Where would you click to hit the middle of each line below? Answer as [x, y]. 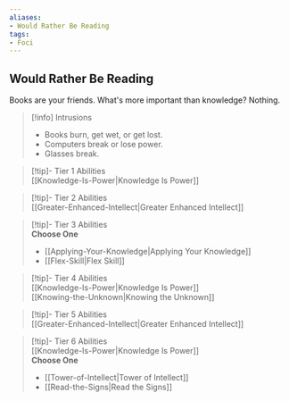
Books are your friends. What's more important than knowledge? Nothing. [145, 100]
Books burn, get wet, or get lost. [103, 135]
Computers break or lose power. [103, 145]
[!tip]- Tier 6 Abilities [69, 341]
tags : [19, 34]
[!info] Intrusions [61, 118]
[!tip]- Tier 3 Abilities [69, 225]
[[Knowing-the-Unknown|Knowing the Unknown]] [123, 297]
